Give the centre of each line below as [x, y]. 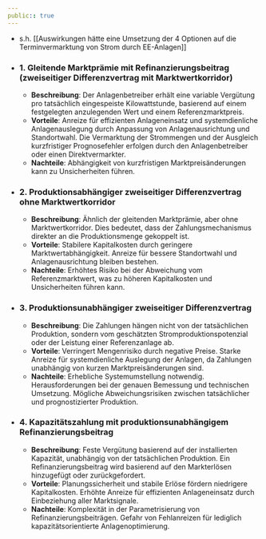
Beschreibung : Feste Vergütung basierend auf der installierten [134, 450]
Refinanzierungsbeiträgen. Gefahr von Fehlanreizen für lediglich [136, 517]
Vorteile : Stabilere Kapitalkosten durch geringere [112, 245]
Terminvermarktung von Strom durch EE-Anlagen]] [103, 47]
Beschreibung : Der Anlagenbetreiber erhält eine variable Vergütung [143, 95]
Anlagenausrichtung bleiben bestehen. [95, 262]
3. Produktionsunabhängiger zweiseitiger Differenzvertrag [135, 308]
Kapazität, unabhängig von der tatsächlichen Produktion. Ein [131, 458]
